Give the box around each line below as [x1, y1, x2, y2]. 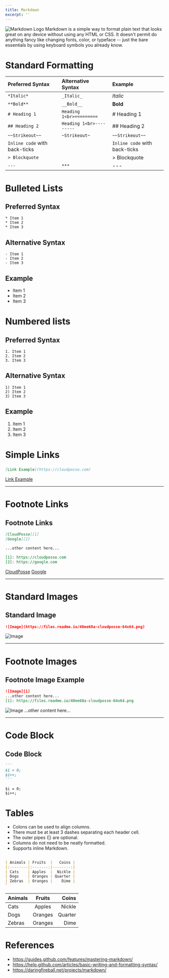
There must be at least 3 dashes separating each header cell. [12, 829, 140, 836]
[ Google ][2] [5, 537, 30, 542]
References [5, 940, 54, 951]
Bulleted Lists [5, 182, 63, 194]
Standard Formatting [5, 59, 94, 71]
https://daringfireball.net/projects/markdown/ [12, 967, 107, 973]
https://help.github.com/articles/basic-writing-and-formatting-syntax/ [12, 962, 158, 968]
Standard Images [5, 591, 78, 602]
